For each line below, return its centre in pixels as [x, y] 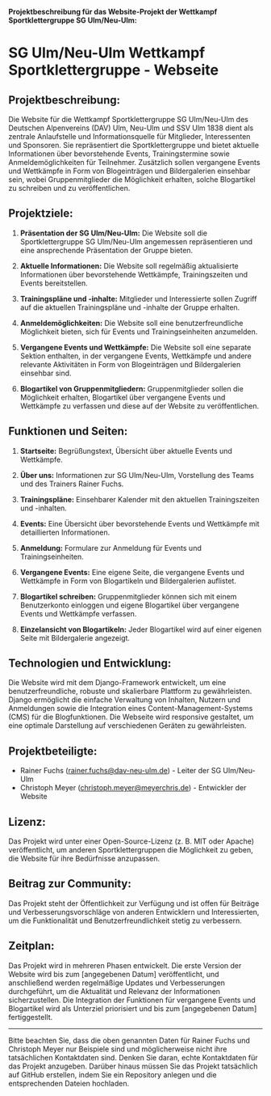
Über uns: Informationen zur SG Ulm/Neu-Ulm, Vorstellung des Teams [137, 475]
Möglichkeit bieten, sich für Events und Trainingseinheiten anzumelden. [139, 332]
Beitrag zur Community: [70, 884]
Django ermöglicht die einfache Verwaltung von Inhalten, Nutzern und [124, 700]
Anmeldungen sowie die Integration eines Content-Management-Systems [131, 709]
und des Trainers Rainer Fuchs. [72, 484]
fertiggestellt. [31, 1017]
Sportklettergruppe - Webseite [114, 70]
